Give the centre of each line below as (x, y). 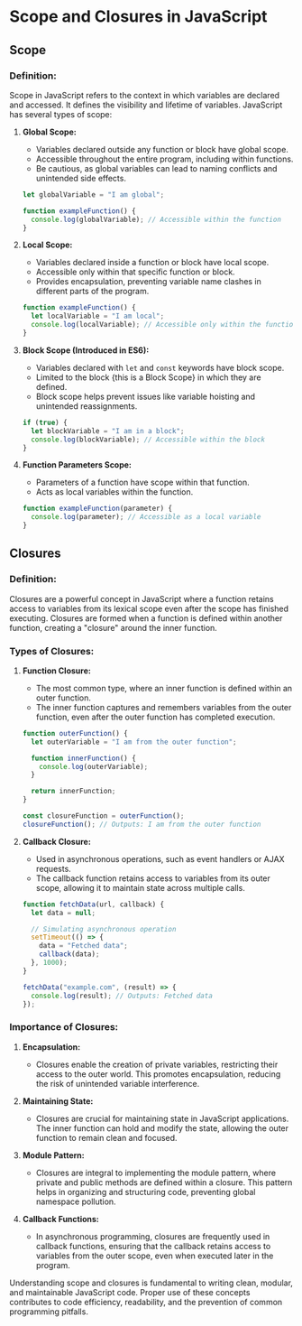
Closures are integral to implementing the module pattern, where (156, 1173)
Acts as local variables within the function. (114, 492)
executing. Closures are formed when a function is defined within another (146, 618)
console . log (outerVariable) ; (94, 766)
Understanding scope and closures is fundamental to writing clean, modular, (151, 1283)
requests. (54, 868)
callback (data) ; (69, 954)
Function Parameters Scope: (77, 465)
